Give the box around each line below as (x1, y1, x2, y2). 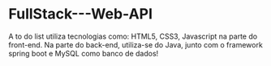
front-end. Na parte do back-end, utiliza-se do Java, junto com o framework (8, 39, 264, 49)
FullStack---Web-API (8, 5, 153, 23)
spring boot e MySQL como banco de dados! (8, 48, 159, 58)
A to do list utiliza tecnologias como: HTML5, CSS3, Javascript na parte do (8, 31, 258, 41)
